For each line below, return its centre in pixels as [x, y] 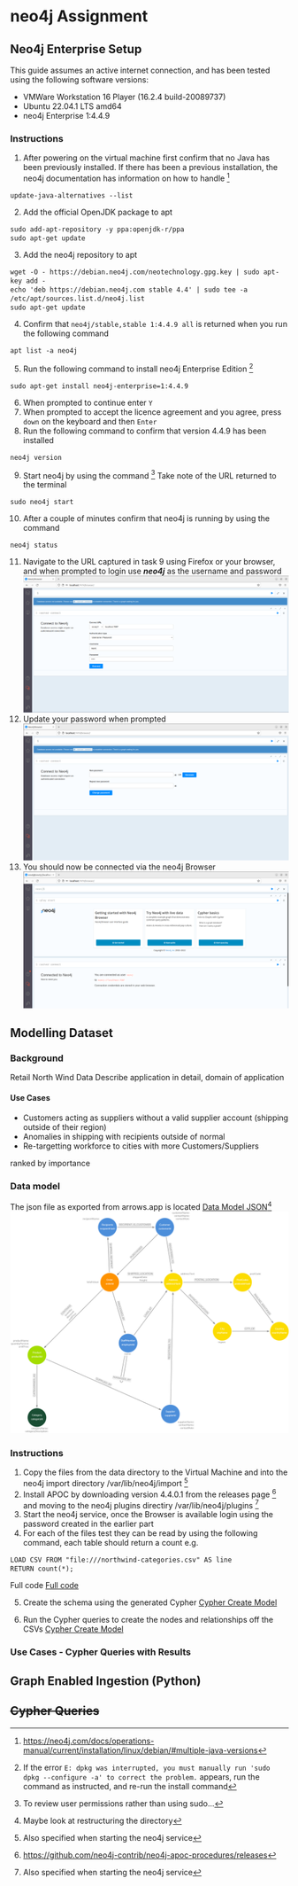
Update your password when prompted [94, 719]
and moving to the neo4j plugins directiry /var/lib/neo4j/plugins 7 [141, 1504]
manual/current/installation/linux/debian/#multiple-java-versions [140, 1750]
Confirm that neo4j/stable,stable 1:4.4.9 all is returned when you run [155, 323]
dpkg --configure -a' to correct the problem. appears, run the [141, 1777]
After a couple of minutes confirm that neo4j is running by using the [146, 518]
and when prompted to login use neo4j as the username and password [152, 571]
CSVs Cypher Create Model [73, 1629]
